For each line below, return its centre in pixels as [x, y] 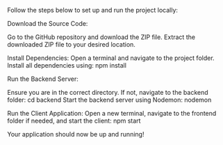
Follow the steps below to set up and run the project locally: [93, 10]
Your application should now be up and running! [76, 134]
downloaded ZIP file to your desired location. [71, 44]
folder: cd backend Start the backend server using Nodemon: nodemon [109, 100]
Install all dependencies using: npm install [67, 65]
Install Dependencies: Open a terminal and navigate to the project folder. [111, 58]
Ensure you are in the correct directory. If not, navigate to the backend [108, 92]
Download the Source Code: [48, 23]
